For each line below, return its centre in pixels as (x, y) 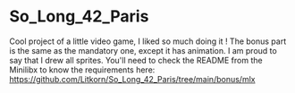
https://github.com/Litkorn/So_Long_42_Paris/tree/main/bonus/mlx (132, 79)
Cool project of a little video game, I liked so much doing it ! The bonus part (148, 41)
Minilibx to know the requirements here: (82, 70)
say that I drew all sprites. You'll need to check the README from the (136, 60)
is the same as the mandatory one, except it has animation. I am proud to (143, 50)
